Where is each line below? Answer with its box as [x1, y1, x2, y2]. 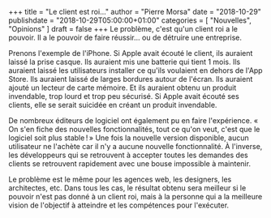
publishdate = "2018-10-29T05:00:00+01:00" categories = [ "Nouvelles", [8, 15, 252, 25]
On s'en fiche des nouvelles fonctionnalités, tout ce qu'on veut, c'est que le [8, 125, 260, 134]
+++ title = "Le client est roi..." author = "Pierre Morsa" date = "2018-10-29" [8, 7, 262, 16]
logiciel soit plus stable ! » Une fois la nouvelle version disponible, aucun [8, 133, 249, 143]
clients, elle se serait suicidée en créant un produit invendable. [8, 100, 217, 109]
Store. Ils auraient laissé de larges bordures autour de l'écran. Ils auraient [8, 75, 253, 83]
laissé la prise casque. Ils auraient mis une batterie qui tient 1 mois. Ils [8, 57, 241, 66]
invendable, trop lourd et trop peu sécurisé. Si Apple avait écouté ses [8, 92, 239, 100]
